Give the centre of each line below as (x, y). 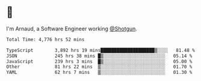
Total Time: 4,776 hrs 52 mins (45, 39)
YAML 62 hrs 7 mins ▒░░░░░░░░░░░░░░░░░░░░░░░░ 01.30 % (99, 73)
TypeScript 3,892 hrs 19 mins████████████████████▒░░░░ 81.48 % (101, 50)
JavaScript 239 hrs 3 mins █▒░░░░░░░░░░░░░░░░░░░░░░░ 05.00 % (99, 61)
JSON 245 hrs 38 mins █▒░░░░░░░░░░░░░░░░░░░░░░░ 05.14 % (99, 56)
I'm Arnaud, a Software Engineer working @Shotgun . (72, 29)
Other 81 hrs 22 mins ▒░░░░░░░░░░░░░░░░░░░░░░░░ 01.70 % (99, 67)
